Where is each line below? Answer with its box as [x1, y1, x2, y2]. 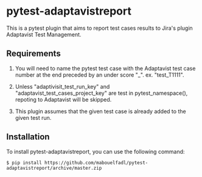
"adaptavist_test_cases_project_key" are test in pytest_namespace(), [15, 89, 188, 97]
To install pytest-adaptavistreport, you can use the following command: [6, 148, 185, 155]
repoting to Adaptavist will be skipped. [15, 95, 112, 103]
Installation [6, 132, 50, 142]
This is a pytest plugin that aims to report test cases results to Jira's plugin [6, 24, 193, 32]
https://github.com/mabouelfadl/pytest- [44, 159, 148, 165]
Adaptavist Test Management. [6, 30, 82, 38]
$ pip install [6, 159, 43, 165]
